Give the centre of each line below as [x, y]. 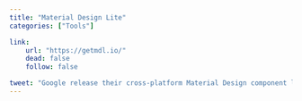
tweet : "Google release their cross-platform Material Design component [148, 83]
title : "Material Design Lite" [68, 17]
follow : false [52, 67]
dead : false [48, 59]
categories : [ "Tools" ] [52, 26]
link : [19, 42]
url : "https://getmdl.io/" [76, 50]
